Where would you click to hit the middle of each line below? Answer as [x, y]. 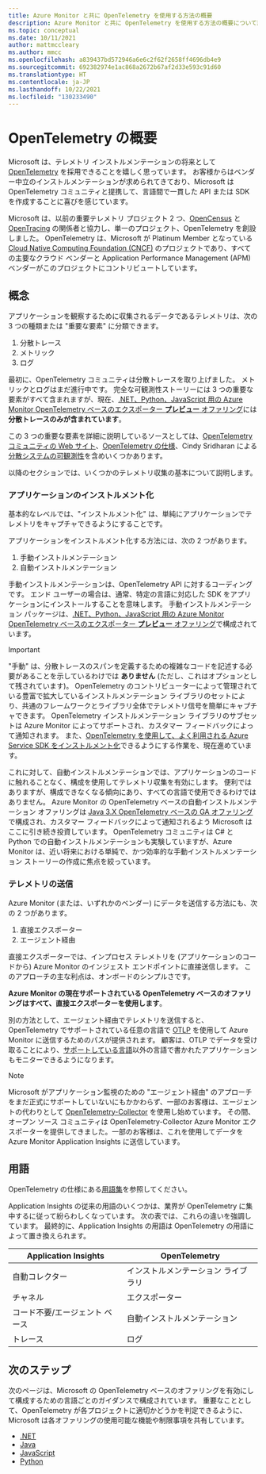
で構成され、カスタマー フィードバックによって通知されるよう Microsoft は [131, 822]
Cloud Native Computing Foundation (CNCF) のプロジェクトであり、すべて [130, 248]
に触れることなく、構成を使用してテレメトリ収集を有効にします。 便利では [130, 782]
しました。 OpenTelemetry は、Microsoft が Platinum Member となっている [131, 238]
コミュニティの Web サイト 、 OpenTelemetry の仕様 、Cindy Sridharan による [133, 446]
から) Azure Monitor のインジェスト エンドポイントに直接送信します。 [129, 966]
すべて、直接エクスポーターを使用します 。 [98, 1003]
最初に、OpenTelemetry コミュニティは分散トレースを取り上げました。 [124, 379]
